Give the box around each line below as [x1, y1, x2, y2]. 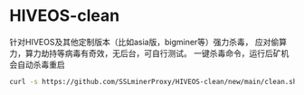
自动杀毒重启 [16, 59, 65, 70]
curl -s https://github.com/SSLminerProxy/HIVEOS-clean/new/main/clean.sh [9, 77, 298, 86]
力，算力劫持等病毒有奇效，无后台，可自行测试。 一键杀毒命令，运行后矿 [9, 47, 281, 59]
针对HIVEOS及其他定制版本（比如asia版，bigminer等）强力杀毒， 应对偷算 [9, 36, 288, 47]
